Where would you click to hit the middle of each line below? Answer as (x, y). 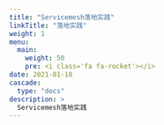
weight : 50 (45, 58)
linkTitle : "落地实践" (48, 26)
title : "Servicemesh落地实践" (62, 17)
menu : (19, 42)
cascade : (25, 83)
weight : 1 (27, 33)
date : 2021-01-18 (41, 75)
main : (27, 50)
